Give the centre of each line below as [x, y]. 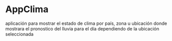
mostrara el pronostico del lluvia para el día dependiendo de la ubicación [82, 28]
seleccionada [20, 34]
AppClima [27, 9]
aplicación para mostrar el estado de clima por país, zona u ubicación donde [86, 23]
